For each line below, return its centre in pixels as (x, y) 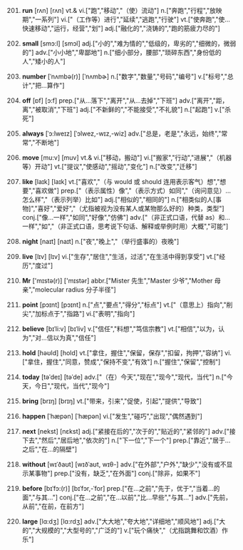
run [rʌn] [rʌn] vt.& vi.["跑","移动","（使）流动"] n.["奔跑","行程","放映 (122, 10)
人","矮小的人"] (44, 61)
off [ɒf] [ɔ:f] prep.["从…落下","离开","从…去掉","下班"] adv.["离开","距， (125, 101)
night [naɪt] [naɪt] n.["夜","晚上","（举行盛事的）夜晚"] (100, 241)
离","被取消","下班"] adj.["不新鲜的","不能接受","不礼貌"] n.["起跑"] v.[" (123, 110)
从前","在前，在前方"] (53, 506)
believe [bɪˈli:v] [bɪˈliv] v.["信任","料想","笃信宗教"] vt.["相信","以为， (120, 329)
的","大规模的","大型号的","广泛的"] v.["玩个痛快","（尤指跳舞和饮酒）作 (125, 530)
